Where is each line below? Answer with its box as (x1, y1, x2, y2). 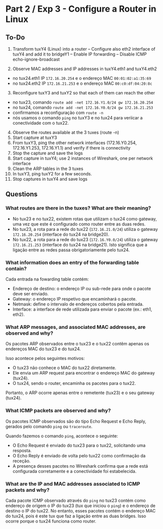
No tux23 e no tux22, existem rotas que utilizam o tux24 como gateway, (12, 216, 157, 222)
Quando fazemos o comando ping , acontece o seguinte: (5, 433, 118, 439)
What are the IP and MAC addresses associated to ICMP (5, 480, 141, 487)
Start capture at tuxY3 (12, 135, 57, 140)
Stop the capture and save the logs (12, 150, 83, 156)
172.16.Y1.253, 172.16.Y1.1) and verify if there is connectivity (12, 145, 131, 151)
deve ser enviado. (12, 291, 49, 297)
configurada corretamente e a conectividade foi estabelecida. (12, 468, 137, 474)
